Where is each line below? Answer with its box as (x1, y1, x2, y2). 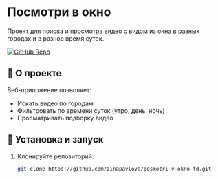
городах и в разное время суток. (7, 34, 105, 42)
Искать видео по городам (17, 99, 94, 107)
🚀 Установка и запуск (7, 134, 104, 145)
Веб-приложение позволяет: (7, 85, 91, 94)
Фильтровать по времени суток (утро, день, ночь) (17, 106, 165, 114)
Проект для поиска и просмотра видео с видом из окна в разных (7, 27, 200, 35)
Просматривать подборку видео (17, 114, 113, 122)
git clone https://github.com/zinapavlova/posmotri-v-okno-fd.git (17, 165, 212, 172)
